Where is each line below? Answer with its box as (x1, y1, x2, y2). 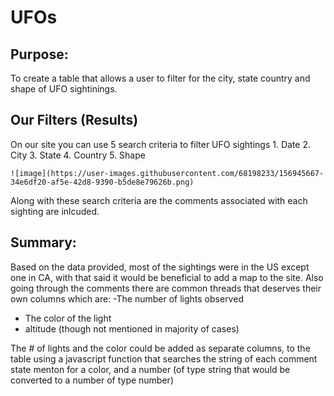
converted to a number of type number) (10, 374, 174, 386)
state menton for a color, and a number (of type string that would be (10, 363, 291, 375)
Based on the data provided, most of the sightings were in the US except (10, 261, 310, 273)
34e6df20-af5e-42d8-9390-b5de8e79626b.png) (10, 177, 195, 187)
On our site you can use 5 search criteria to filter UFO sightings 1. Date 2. (10, 138, 311, 150)
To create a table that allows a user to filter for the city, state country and (10, 72, 311, 84)
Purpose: (10, 46, 69, 63)
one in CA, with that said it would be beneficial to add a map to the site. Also (10, 271, 324, 283)
